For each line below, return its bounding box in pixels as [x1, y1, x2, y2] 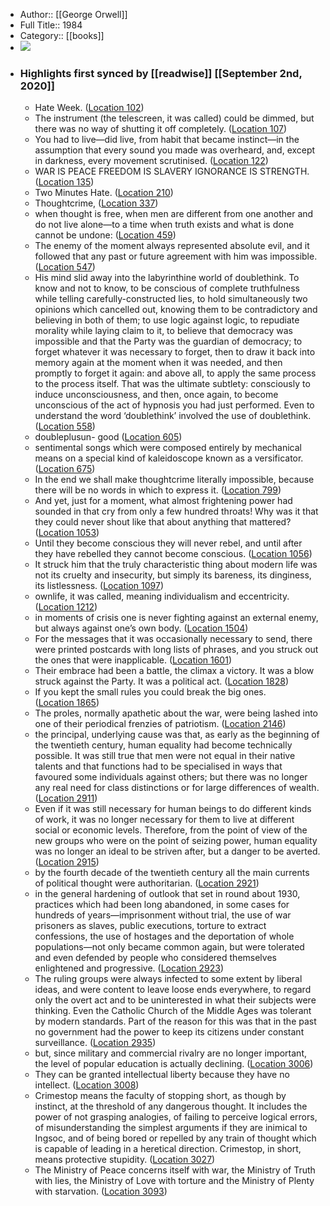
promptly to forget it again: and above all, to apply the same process [34, 367, 317, 379]
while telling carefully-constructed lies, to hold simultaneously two [34, 293, 308, 305]
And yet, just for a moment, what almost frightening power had [34, 495, 293, 507]
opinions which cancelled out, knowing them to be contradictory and [34, 304, 318, 316]
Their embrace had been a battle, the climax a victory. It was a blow [34, 665, 315, 677]
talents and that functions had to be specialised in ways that [34, 760, 283, 773]
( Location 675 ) [34, 463, 96, 475]
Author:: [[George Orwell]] [19, 9, 128, 20]
